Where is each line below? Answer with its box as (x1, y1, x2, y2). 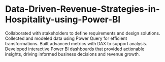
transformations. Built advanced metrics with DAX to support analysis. (5, 40, 148, 46)
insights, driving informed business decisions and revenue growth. (5, 51, 140, 57)
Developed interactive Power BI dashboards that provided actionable (5, 46, 145, 52)
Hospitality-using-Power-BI (5, 14, 121, 25)
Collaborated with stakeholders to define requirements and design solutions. (5, 30, 160, 36)
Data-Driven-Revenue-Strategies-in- (5, 3, 160, 15)
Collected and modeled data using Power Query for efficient (5, 35, 127, 41)
